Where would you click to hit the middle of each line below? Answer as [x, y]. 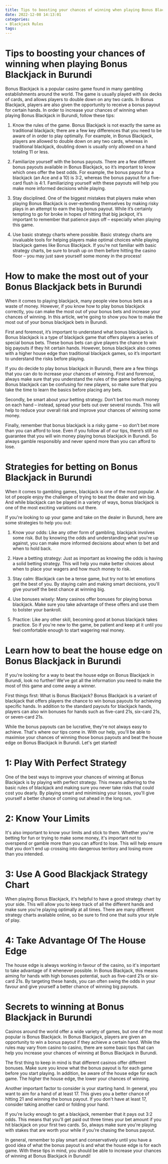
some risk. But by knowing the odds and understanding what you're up [85, 538]
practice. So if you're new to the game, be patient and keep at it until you [87, 624]
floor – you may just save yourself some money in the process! [77, 256]
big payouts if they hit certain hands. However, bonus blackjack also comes [83, 348]
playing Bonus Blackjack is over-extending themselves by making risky [85, 204]
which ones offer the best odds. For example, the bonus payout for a [83, 172]
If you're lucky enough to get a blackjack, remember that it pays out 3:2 [79, 1114]
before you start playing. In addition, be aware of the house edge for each [81, 1073]
